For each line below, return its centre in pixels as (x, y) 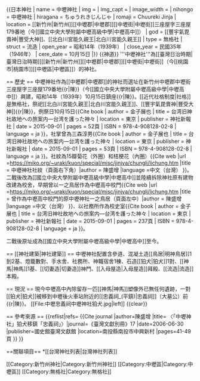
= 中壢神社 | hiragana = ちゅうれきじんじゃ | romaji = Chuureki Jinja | (91, 17)
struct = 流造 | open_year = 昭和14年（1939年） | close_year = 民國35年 (94, 47)
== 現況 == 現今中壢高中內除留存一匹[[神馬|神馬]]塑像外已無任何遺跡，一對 (99, 289)
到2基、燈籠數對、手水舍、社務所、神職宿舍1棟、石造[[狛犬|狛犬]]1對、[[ (95, 261)
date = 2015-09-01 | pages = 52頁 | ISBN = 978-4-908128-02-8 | (96, 126)
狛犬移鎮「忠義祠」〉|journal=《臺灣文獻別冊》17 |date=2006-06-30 (100, 324)
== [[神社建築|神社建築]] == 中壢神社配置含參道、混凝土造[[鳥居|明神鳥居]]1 (99, 254)
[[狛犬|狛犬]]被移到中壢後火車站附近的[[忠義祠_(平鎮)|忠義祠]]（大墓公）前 (97, 296)
